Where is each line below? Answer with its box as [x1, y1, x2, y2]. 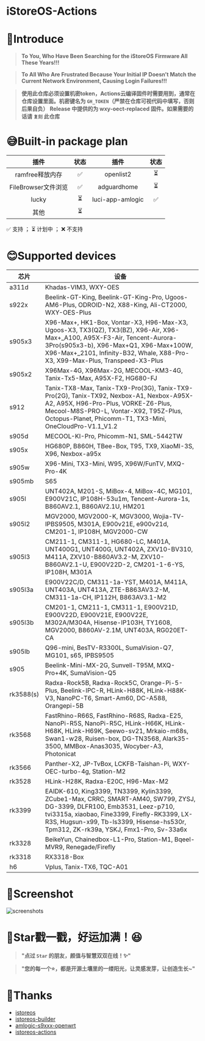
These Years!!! [21, 59, 60, 67]
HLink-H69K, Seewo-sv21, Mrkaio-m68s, [65, 727, 189, 735]
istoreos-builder [15, 1015, 56, 1023]
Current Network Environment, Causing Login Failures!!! [21, 78, 167, 85]
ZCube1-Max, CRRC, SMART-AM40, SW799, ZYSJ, [45, 795, 196, 803]
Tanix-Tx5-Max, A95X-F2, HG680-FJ [45, 374, 157, 382]
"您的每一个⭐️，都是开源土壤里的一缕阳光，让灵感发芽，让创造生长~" [21, 965, 195, 972]
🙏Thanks [6, 988, 53, 1003]
